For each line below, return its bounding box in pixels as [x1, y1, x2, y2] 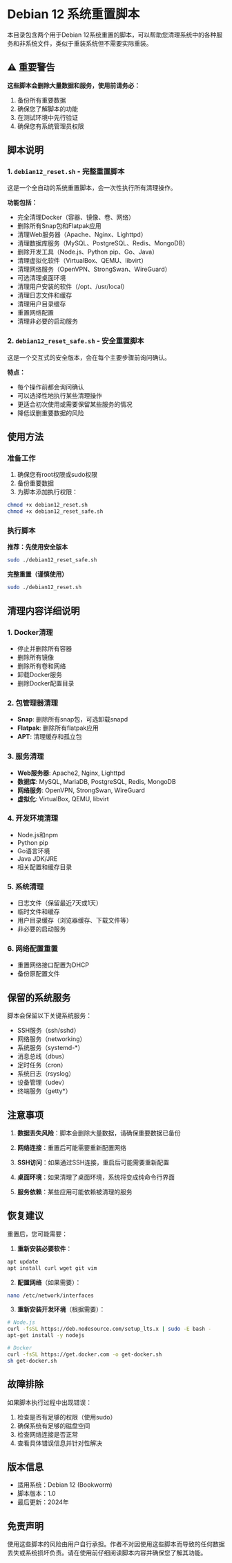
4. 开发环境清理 [7, 814, 59, 823]
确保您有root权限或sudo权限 [17, 471, 98, 479]
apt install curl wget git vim [7, 1264, 97, 1272]
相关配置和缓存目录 [17, 862, 72, 871]
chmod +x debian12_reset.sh [7, 502, 88, 509]
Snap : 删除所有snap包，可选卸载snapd [17, 715, 128, 724]
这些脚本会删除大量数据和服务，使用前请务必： [7, 81, 140, 89]
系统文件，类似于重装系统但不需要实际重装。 [25, 39, 153, 47]
